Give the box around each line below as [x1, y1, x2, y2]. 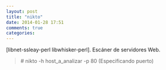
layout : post [6, 8, 38, 15]
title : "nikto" [6, 14, 43, 20]
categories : [6, 30, 35, 36]
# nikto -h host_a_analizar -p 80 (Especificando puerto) [20, 58, 154, 65]
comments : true [6, 24, 43, 31]
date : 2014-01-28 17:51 [6, 19, 64, 25]
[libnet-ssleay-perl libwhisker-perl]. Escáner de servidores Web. [6, 46, 161, 53]
